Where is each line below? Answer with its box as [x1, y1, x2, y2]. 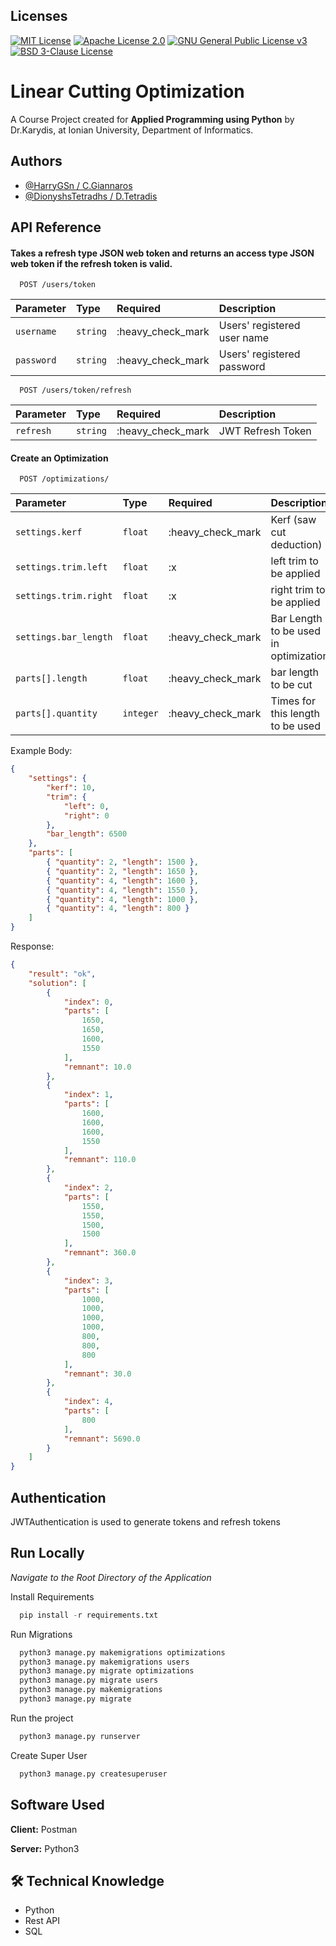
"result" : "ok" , [28, 969, 97, 979]
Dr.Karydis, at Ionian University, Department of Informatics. [10, 124, 254, 136]
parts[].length [15, 673, 88, 684]
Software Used [10, 1797, 105, 1814]
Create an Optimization [10, 452, 109, 464]
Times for [270, 694, 316, 708]
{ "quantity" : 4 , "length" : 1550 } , [46, 885, 199, 895]
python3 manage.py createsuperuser [19, 1769, 168, 1779]
